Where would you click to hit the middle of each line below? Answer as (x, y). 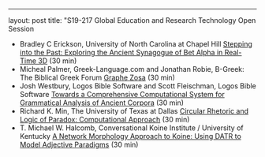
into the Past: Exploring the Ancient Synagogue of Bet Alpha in (121, 52)
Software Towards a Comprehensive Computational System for (122, 94)
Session (21, 29)
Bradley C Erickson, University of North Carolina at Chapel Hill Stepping (136, 44)
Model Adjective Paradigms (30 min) (79, 144)
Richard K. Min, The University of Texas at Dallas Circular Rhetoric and (134, 111)
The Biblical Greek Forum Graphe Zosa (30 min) (97, 77)
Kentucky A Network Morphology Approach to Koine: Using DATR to (131, 136)
